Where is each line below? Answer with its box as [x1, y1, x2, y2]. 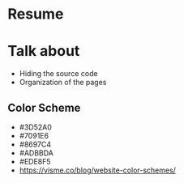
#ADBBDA [19, 147, 54, 158]
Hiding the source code [19, 69, 98, 79]
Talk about [7, 42, 80, 61]
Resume [7, 5, 64, 23]
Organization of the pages [19, 78, 107, 87]
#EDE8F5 [19, 156, 51, 166]
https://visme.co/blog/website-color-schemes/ [19, 165, 176, 175]
